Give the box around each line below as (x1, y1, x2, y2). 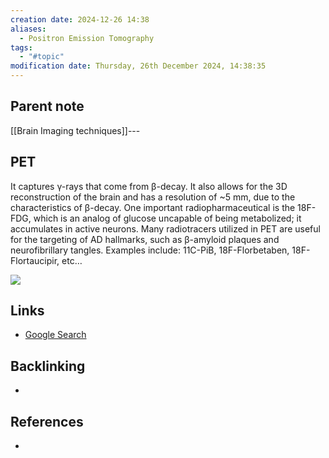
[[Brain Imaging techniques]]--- (10, 124, 141, 136)
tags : (10, 42, 33, 53)
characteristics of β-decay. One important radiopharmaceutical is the (10, 201, 296, 213)
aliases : (10, 24, 47, 34)
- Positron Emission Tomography (19, 33, 155, 43)
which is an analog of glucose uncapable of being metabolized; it (33, 212, 302, 224)
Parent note (10, 98, 85, 115)
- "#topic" (19, 52, 65, 62)
